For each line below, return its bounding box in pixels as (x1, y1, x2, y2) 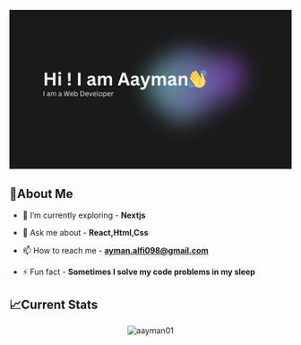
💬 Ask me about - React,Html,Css (21, 228, 150, 238)
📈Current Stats (9, 297, 99, 312)
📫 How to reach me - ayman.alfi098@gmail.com (21, 246, 209, 256)
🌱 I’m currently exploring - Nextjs (21, 210, 146, 220)
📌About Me (9, 185, 73, 202)
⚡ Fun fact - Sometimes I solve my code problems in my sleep (21, 266, 255, 278)
